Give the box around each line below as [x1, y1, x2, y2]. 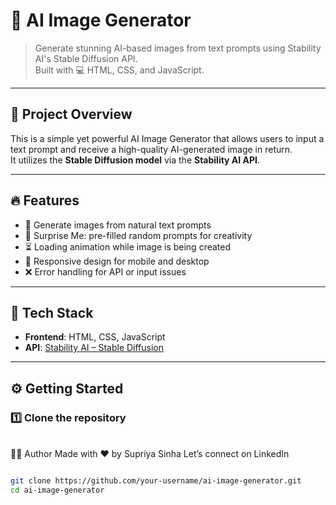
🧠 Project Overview [10, 106, 133, 123]
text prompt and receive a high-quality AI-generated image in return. [10, 143, 293, 155]
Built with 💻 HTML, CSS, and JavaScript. [34, 64, 205, 76]
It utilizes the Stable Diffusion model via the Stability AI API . [10, 154, 261, 166]
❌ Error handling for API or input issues [24, 265, 187, 278]
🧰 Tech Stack [10, 304, 94, 321]
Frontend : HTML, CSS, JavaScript [24, 331, 166, 343]
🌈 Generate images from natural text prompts [24, 219, 212, 231]
